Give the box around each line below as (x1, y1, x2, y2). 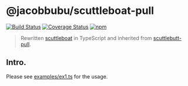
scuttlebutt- (153, 34, 182, 41)
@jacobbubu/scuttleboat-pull (6, 4, 155, 17)
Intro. (6, 58, 26, 67)
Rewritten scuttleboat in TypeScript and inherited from (20, 34, 152, 41)
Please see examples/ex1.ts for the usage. (6, 73, 108, 80)
